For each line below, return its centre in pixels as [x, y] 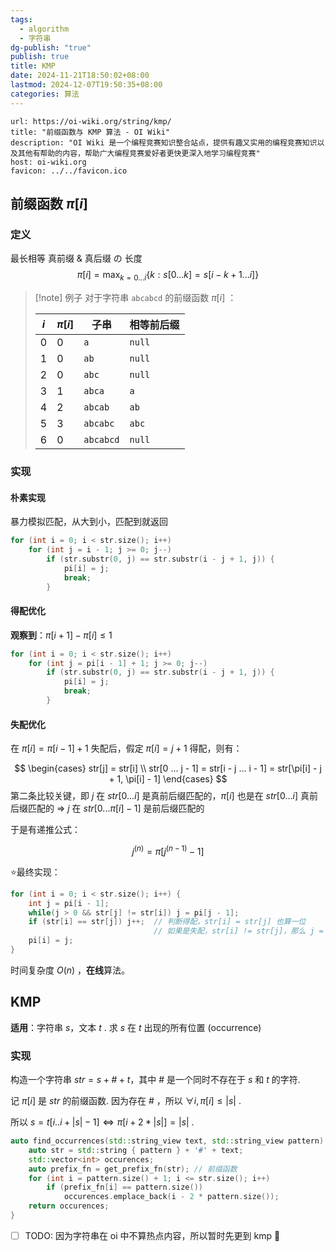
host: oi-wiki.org [48, 162]
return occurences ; [69, 1206]
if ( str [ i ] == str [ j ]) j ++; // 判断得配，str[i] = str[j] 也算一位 [167, 922]
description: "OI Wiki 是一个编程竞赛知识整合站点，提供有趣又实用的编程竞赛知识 [164, 142]
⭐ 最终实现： [35, 872]
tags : [21, 19]
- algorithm [44, 29]
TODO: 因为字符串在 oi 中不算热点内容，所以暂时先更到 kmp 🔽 [152, 1235]
